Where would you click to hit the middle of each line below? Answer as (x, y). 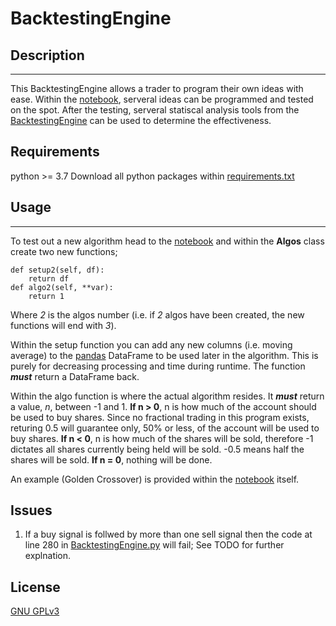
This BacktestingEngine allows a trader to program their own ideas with (157, 88)
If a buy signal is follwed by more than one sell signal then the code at (168, 534)
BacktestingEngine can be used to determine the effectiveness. (141, 120)
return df (49, 278)
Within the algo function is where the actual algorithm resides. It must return (167, 396)
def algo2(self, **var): (62, 287)
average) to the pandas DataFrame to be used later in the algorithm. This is (164, 355)
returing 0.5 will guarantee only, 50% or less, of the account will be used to (165, 428)
